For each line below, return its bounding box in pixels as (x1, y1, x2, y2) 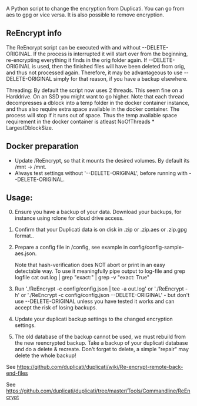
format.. (14, 232, 34, 239)
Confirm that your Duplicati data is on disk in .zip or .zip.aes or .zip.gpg (14, 226, 187, 233)
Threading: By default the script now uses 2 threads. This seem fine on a (6, 87, 183, 94)
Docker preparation (6, 141, 79, 151)
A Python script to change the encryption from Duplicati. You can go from (6, 5, 185, 12)
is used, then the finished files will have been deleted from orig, (31, 62, 186, 70)
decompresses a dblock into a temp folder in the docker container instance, (6, 99, 190, 106)
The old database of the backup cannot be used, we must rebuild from (14, 333, 186, 341)
